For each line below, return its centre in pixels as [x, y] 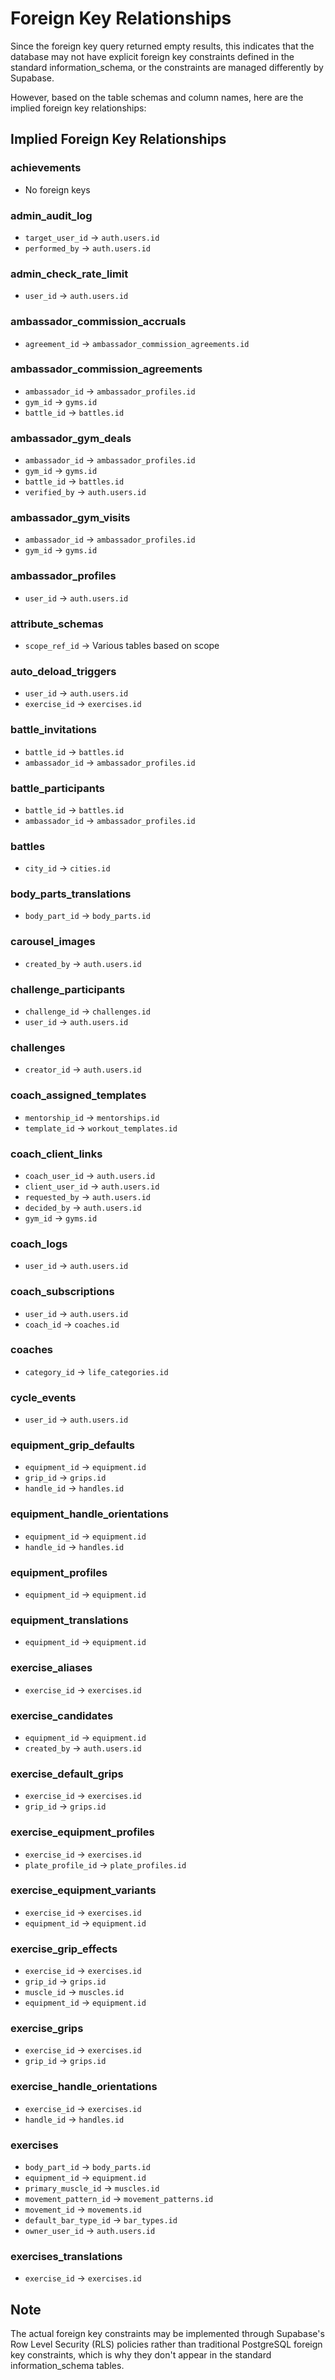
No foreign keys [57, 189]
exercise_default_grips [67, 1774]
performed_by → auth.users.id [88, 248]
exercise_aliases [51, 1668]
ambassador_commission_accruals [98, 322]
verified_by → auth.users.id [85, 492]
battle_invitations [53, 730]
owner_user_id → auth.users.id [90, 2231]
